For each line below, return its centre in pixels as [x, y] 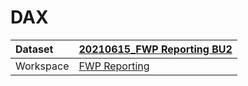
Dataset [34, 49]
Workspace [42, 66]
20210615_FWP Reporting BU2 [155, 49]
